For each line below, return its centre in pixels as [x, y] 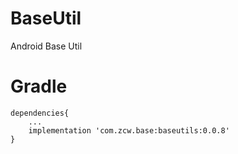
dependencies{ [40, 113]
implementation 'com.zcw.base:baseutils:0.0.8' [129, 130]
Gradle [39, 86]
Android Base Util [46, 46]
